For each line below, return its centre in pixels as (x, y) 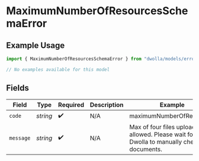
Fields (18, 88)
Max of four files (152, 127)
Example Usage (36, 45)
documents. (146, 149)
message (20, 138)
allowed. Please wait (158, 134)
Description (107, 105)
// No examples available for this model (58, 69)
